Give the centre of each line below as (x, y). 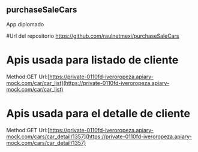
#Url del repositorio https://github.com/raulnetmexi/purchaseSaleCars (93, 36)
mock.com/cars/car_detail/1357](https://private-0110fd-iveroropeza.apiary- (99, 136)
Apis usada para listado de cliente (92, 60)
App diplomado (25, 24)
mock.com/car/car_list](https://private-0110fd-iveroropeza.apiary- (88, 83)
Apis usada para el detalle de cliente (98, 113)
